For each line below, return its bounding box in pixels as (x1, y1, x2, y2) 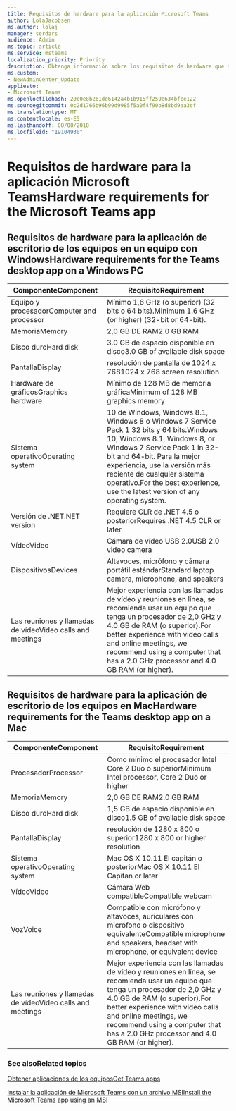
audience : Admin (7, 37, 55, 44)
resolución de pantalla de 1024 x (106, 358, 216, 368)
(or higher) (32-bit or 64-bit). (106, 315, 206, 325)
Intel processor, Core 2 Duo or (107, 773, 207, 782)
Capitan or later (107, 871, 158, 881)
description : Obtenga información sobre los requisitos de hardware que (7, 63, 225, 70)
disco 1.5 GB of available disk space (107, 813, 225, 823)
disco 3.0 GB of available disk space (106, 347, 225, 357)
